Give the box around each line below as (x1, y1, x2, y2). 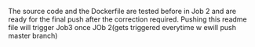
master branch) (8, 31, 58, 40)
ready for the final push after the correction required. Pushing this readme (8, 15, 247, 24)
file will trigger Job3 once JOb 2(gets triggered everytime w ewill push (8, 23, 237, 32)
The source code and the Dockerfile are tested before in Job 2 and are (8, 7, 237, 15)
